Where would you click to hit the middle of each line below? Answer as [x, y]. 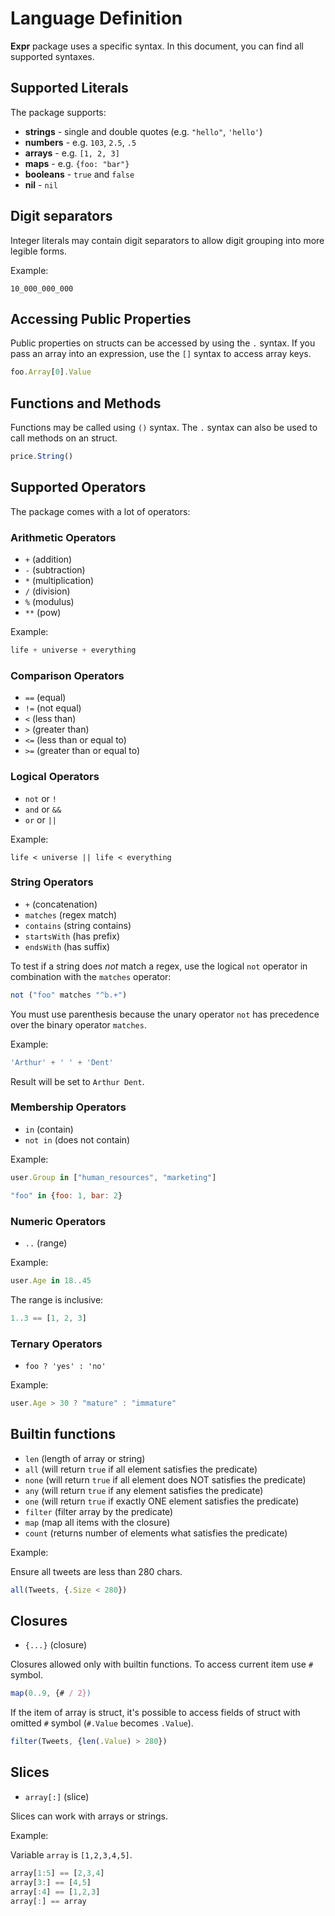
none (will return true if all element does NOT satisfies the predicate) [165, 1479]
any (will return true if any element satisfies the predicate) [144, 1490]
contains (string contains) [78, 925]
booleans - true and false [79, 174]
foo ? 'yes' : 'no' [65, 1366]
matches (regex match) [71, 914]
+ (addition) [48, 559]
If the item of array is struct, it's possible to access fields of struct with [155, 1713]
